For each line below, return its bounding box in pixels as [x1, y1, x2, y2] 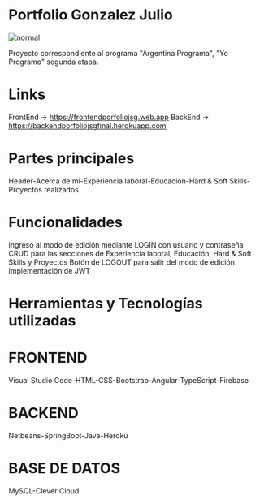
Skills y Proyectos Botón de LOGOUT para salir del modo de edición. [8, 257, 237, 267]
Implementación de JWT [8, 265, 91, 275]
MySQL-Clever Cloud [8, 485, 80, 496]
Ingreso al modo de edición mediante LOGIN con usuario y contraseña [8, 239, 244, 249]
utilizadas [8, 311, 76, 330]
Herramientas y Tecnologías [8, 294, 203, 312]
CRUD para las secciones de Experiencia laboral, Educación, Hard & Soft [8, 248, 252, 258]
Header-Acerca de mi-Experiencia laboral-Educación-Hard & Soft [8, 176, 228, 186]
